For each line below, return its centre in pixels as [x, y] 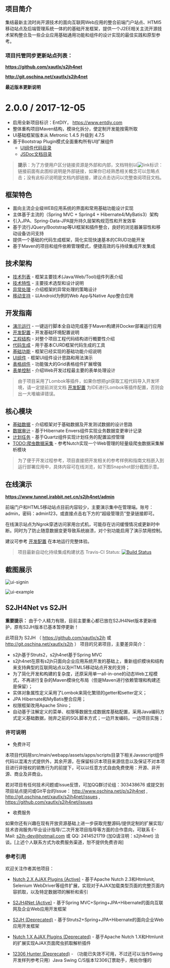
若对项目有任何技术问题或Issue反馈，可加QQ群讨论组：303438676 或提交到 [85, 785]
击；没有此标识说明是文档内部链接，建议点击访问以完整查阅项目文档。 [91, 178]
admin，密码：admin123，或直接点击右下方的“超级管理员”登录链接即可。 [81, 514]
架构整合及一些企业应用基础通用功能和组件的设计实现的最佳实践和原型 [82, 35]
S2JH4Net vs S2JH [36, 608]
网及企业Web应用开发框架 [39, 909]
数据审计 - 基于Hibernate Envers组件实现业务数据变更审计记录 [77, 431]
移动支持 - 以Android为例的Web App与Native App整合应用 [73, 295]
